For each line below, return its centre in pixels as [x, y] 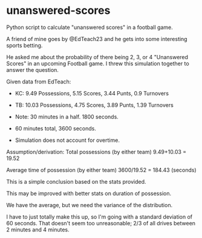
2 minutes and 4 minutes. [38, 230]
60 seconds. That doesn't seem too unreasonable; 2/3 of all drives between [101, 223]
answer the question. [33, 69]
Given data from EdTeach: [39, 82]
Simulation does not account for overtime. [67, 140]
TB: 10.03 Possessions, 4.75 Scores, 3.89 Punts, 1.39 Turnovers [94, 105]
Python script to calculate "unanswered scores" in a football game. [90, 27]
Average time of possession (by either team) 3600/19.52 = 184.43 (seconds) [101, 170]
